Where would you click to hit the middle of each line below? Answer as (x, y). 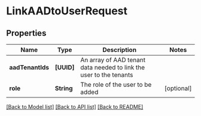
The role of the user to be (116, 85)
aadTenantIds (29, 67)
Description (119, 50)
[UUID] (65, 67)
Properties (26, 33)
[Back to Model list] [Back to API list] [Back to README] (75, 107)
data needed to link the (113, 67)
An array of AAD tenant (113, 60)
